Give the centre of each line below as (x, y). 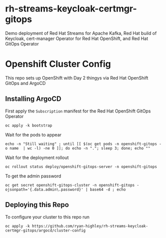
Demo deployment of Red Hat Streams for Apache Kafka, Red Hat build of (81, 33)
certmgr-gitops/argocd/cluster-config (45, 230)
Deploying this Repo (37, 205)
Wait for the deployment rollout (37, 157)
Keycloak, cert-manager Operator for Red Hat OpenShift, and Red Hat (77, 38)
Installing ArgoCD (33, 99)
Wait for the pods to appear (33, 134)
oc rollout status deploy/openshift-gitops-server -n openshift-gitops (81, 166)
